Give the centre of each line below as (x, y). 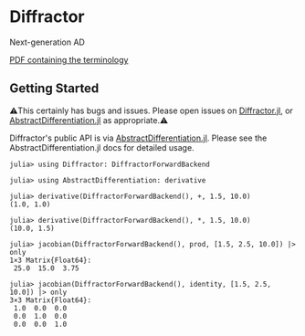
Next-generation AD (47, 42)
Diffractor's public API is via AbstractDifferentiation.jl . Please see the (138, 138)
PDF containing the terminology (69, 59)
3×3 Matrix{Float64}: (51, 300)
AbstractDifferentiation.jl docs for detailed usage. (102, 147)
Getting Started (54, 89)
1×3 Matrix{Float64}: (51, 260)
